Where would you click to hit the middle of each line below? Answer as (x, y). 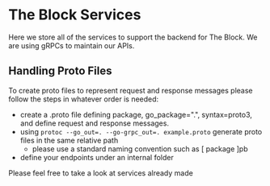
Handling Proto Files (60, 71)
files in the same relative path (69, 140)
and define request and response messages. (95, 123)
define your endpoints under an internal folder (97, 157)
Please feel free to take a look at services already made (101, 173)
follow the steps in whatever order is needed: (84, 99)
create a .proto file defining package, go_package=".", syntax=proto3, (136, 114)
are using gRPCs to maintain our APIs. (72, 45)
